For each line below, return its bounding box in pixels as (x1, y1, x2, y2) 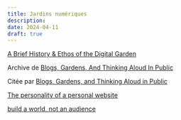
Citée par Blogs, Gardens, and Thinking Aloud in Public (7, 77, 168, 86)
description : (7, 17, 46, 24)
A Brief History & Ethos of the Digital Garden (7, 50, 137, 58)
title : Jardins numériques (7, 10, 87, 18)
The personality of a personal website (7, 91, 119, 99)
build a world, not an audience (7, 104, 96, 114)
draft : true (7, 30, 43, 38)
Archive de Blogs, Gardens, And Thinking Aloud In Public (7, 63, 174, 72)
